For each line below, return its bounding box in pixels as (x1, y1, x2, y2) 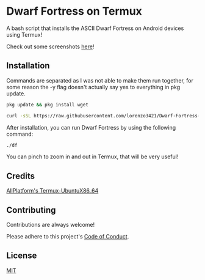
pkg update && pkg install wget (6, 101, 88, 108)
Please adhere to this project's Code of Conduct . (6, 233, 129, 240)
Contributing (6, 205, 56, 215)
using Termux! (6, 31, 43, 38)
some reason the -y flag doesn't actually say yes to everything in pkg (6, 83, 181, 90)
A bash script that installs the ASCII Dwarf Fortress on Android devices (6, 24, 184, 32)
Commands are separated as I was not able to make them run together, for (6, 76, 193, 84)
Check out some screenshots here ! (6, 43, 95, 50)
